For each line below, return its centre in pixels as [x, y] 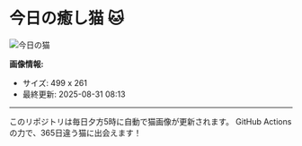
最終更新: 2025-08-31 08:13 [74, 94]
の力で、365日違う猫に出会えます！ [75, 133]
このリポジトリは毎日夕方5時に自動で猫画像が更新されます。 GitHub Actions [151, 121]
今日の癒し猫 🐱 [67, 18]
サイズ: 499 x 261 [55, 82]
